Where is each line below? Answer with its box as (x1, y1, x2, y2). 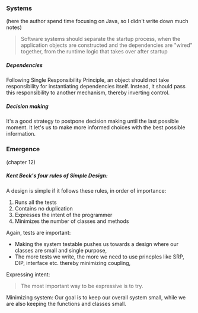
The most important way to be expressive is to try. (20, 282, 143, 289)
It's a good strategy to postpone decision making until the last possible (6, 117, 179, 125)
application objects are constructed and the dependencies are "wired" (20, 41, 193, 49)
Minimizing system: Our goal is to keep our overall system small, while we (6, 293, 186, 301)
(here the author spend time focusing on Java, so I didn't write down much (6, 18, 189, 25)
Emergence (6, 145, 40, 154)
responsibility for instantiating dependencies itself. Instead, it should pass (6, 83, 186, 90)
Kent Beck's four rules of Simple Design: (6, 172, 108, 179)
